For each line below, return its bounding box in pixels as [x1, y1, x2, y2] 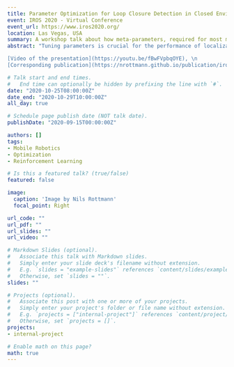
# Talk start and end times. [7, 74, 92, 81]
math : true [7, 350, 39, 357]
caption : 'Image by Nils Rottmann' [13, 196, 117, 203]
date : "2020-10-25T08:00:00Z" [7, 87, 95, 94]
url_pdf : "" [7, 221, 42, 228]
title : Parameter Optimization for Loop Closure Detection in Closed [7, 10, 214, 17]
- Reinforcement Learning [7, 157, 82, 164]
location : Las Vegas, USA [7, 29, 82, 37]
